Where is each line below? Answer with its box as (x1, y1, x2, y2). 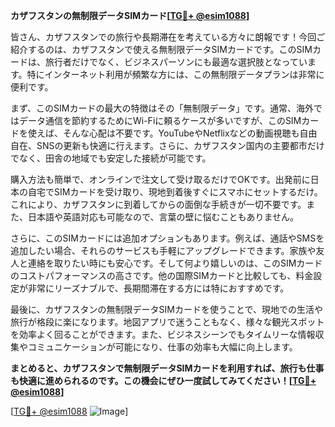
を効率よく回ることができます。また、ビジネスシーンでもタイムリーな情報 (10, 329, 316, 340)
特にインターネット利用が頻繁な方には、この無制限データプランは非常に (26, 69, 325, 80)
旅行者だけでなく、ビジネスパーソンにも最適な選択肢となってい (44, 56, 308, 68)
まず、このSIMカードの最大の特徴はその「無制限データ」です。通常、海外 (10, 102, 315, 114)
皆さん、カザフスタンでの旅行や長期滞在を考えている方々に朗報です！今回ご (10, 31, 326, 43)
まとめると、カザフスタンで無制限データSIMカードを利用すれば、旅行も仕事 (10, 362, 325, 374)
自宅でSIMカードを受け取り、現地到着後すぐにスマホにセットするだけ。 (27, 186, 323, 198)
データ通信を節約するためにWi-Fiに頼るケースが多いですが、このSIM (18, 115, 302, 126)
